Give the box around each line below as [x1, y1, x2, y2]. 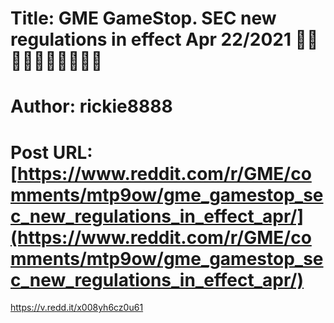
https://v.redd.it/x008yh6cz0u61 [10, 302, 144, 314]
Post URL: [10, 141, 93, 164]
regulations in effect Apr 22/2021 [10, 28, 292, 51]
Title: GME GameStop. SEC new [10, 7, 277, 30]
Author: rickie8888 [10, 95, 173, 118]
